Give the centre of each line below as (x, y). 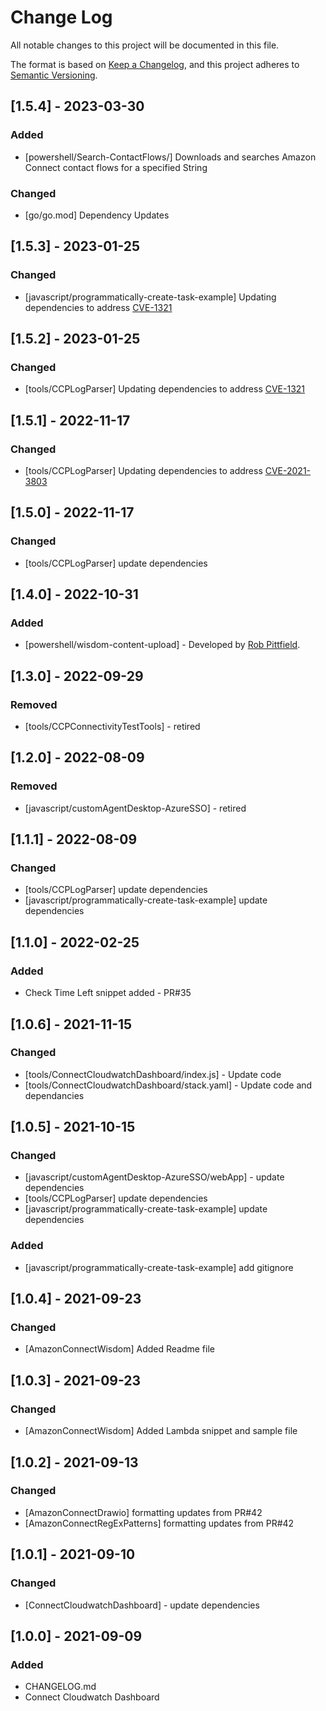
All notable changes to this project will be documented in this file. (145, 45)
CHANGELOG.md (60, 1687)
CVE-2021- (288, 470)
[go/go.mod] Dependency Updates (97, 215)
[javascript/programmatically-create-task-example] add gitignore (159, 1267)
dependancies (54, 1095)
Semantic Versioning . (54, 75)
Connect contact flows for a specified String (116, 167)
